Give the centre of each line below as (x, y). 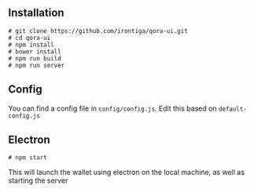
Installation (36, 13)
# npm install (31, 45)
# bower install (35, 51)
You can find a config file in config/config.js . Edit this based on (113, 108)
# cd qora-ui (29, 38)
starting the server (38, 180)
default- (233, 109)
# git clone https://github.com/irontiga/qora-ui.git (98, 31)
